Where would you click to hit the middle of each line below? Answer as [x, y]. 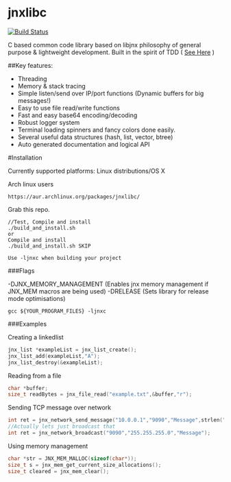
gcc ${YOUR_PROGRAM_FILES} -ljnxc [57, 311]
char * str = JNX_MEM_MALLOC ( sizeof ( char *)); [72, 458]
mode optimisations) [37, 298]
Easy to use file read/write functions [69, 108]
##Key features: [31, 65]
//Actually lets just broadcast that [62, 426]
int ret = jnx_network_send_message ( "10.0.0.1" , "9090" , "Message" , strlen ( [115, 420]
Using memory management [48, 446]
